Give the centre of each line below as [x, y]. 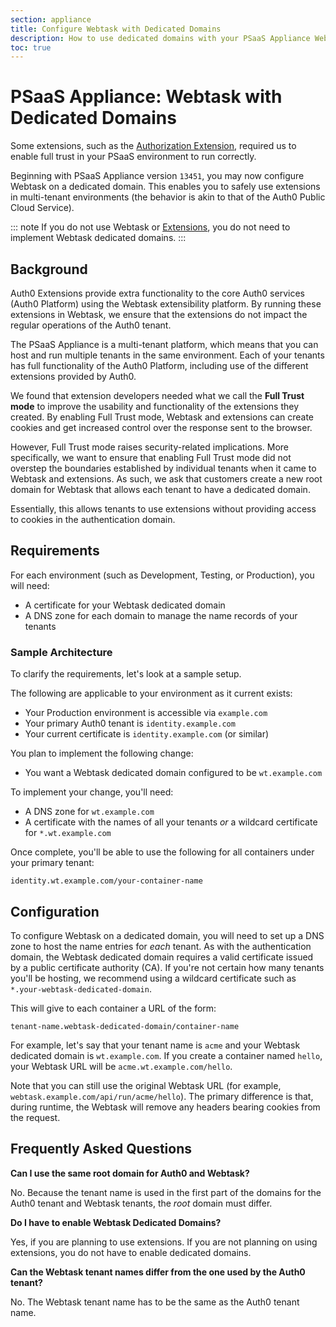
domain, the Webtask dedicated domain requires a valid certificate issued [162, 957]
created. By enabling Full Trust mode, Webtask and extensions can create [162, 417]
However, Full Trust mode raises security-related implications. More [150, 447]
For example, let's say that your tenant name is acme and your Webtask [155, 1045]
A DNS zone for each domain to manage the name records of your [161, 615]
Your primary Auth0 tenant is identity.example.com [130, 723]
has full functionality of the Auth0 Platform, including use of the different [159, 365]
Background [49, 269]
